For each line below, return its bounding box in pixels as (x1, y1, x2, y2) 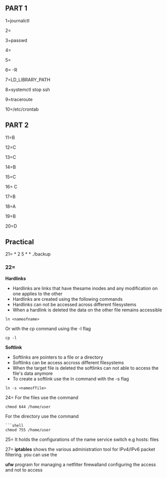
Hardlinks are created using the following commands (12, 296, 123, 302)
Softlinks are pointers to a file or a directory (12, 354, 103, 360)
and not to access (5, 467, 43, 473)
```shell (5, 423, 24, 428)
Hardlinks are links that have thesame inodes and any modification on (12, 285, 158, 291)
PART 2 (5, 121, 29, 130)
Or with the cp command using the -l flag (5, 325, 91, 332)
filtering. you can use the (5, 452, 57, 458)
